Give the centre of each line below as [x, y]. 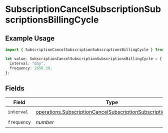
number [45, 122]
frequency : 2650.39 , [31, 68]
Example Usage [30, 38]
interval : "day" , [28, 63]
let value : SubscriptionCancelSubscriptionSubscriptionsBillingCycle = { [84, 58]
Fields [15, 88]
